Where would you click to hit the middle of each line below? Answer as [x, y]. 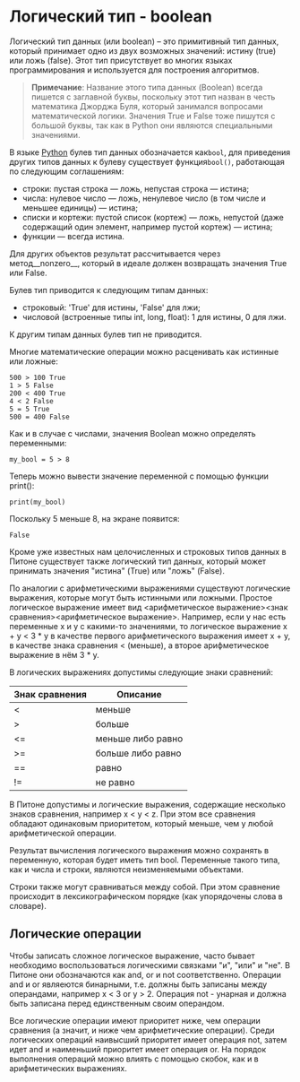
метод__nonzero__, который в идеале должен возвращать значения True [148, 263]
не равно [115, 782]
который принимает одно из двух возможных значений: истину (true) [143, 50]
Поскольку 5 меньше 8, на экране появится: [95, 518]
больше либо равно [138, 753]
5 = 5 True [30, 409]
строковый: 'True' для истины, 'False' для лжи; [111, 307]
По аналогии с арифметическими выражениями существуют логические [150, 588]
